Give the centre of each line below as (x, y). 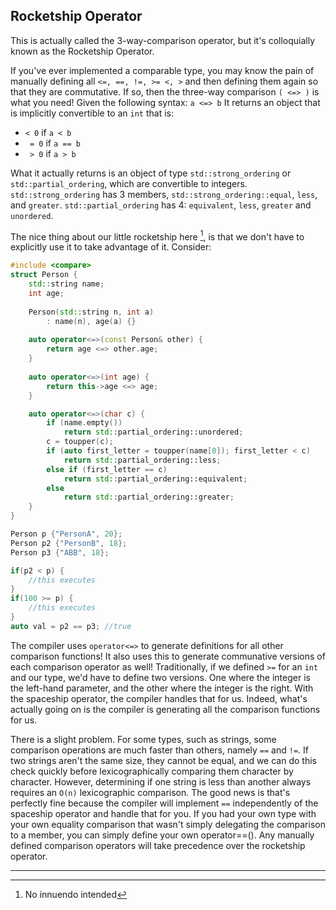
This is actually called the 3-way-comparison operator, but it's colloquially (163, 40)
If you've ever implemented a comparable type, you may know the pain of (162, 70)
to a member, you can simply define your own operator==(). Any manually (162, 835)
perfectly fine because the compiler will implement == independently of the (164, 803)
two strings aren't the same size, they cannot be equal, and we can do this (163, 760)
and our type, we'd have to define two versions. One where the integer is (160, 677)
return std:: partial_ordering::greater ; (149, 497)
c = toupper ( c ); (80, 442)
